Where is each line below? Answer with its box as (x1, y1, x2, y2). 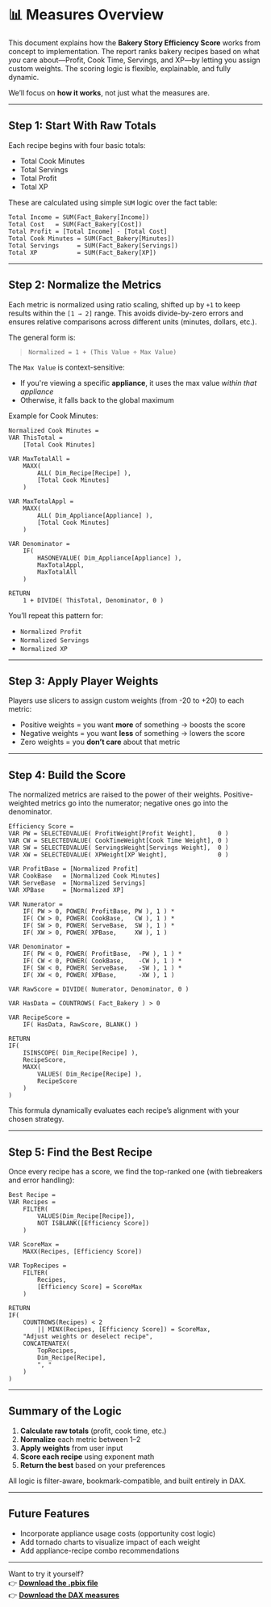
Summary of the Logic (8, 1404, 123, 1419)
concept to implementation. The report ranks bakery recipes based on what (8, 46, 260, 56)
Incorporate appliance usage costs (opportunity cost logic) (19, 1529, 216, 1538)
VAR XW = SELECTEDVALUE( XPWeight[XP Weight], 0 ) (8, 851, 229, 859)
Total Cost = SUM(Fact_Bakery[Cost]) (8, 220, 143, 228)
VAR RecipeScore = (8, 1013, 70, 1022)
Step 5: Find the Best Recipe (8, 1145, 153, 1159)
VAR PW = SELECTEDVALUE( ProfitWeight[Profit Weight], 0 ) (8, 830, 229, 838)
